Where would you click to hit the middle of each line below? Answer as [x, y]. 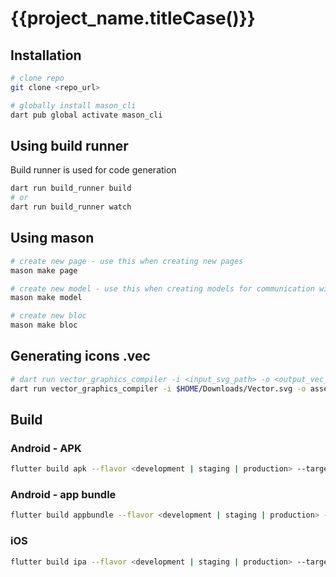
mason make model [46, 298]
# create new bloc [48, 316]
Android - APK [46, 448]
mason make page [44, 270]
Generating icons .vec [80, 356]
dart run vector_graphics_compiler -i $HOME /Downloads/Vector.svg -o [158, 388]
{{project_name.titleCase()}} [133, 18]
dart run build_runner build [71, 188]
